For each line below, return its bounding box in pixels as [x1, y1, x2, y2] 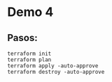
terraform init [7, 50, 52, 57]
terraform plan [7, 56, 52, 63]
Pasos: [7, 32, 38, 44]
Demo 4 [7, 4, 54, 20]
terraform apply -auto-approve [7, 63, 99, 69]
